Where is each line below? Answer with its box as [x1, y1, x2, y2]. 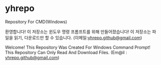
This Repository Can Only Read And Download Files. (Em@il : [5, 49, 128, 55]
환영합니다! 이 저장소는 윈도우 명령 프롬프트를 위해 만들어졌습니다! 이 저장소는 [5, 28, 151, 34]
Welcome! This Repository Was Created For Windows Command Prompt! [5, 44, 150, 50]
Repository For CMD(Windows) [5, 19, 67, 25]
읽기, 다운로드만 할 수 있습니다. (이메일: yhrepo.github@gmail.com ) [14, 35, 142, 40]
